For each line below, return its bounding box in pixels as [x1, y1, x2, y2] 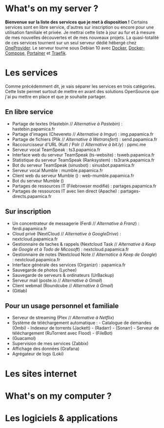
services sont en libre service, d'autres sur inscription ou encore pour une [5, 24, 154, 30]
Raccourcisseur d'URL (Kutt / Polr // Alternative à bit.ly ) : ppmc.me [12, 141, 146, 147]
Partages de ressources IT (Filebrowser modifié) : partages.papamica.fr [12, 183, 157, 189]
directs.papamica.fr [12, 193, 52, 199]
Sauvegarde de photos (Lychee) [12, 267, 77, 273]
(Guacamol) [12, 335, 36, 341]
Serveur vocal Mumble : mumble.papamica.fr [12, 167, 103, 173]
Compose [5, 50, 25, 56]
